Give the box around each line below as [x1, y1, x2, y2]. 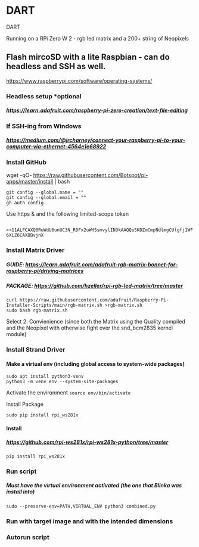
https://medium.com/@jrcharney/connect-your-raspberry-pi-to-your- [6, 136, 186, 144]
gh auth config [6, 200, 44, 206]
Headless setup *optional [6, 92, 82, 100]
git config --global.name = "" [6, 189, 84, 195]
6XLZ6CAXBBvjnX [6, 232, 44, 238]
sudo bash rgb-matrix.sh [6, 307, 68, 313]
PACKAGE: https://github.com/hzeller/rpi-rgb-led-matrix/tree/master [6, 282, 184, 289]
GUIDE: [6, 260, 25, 268]
